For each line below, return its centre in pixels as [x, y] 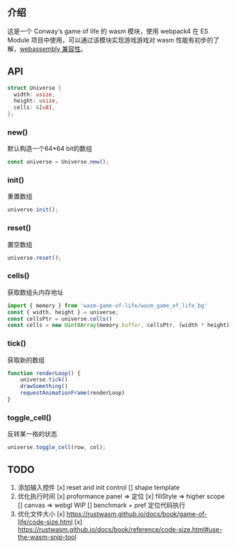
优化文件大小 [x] [41, 514]
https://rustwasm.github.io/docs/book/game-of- [137, 514]
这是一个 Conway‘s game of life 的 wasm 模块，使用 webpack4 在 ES [108, 31]
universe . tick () [44, 380]
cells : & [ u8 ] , [34, 108]
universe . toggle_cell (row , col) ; [57, 447]
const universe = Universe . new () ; [58, 162]
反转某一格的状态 [32, 434]
